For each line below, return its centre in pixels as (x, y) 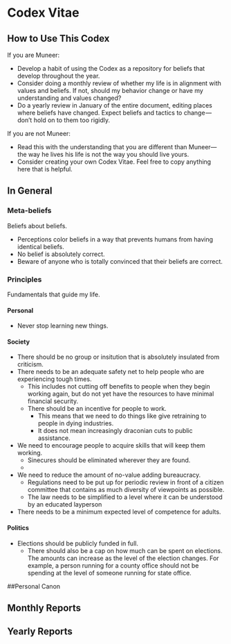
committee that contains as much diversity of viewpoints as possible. (126, 490)
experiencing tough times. (54, 379)
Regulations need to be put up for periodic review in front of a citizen (126, 482)
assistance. (54, 438)
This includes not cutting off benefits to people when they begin (119, 387)
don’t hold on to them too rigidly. (64, 120)
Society (18, 341)
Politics (18, 527)
